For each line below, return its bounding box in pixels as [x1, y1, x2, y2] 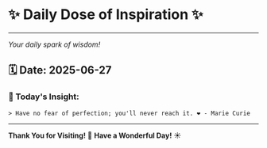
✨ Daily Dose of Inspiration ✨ [8, 6, 204, 24]
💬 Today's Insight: [8, 91, 79, 102]
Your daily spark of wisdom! [8, 40, 101, 49]
